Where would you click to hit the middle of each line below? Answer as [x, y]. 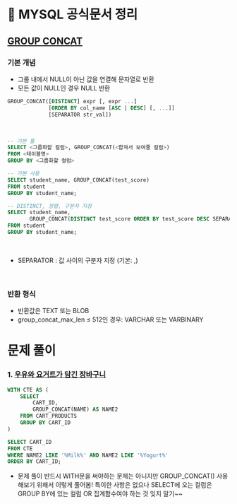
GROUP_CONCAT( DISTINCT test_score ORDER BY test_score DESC [120, 219]
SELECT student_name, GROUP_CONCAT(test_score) [79, 180]
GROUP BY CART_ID [45, 423]
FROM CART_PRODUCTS [49, 416]
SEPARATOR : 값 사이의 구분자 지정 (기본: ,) [78, 260]
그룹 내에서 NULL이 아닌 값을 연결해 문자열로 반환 [86, 79]
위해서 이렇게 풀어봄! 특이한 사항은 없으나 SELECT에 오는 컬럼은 [124, 485]
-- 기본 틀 [21, 141]
